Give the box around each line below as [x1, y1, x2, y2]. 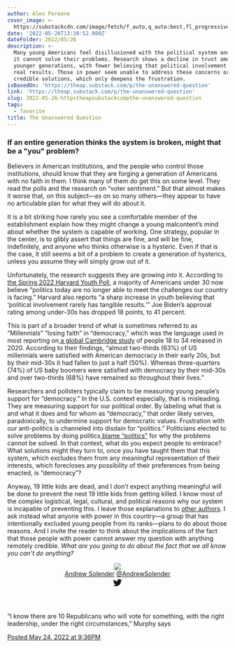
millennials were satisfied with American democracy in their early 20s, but [7, 351, 220, 359]
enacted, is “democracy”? [7, 468, 82, 477]
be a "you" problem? [7, 146, 80, 156]
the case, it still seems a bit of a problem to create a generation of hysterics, [7, 250, 227, 258]
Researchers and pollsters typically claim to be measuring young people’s [7, 387, 220, 395]
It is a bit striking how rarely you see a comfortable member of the [7, 213, 198, 221]
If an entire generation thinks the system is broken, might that [7, 137, 222, 147]
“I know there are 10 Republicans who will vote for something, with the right [7, 612, 225, 620]
